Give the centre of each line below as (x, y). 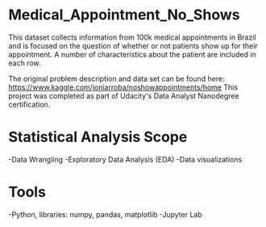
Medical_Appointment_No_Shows (124, 15)
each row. (25, 63)
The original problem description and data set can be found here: (116, 78)
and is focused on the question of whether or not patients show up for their (133, 45)
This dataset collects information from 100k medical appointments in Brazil (132, 37)
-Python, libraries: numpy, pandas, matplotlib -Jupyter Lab (106, 214)
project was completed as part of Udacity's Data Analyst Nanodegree (124, 95)
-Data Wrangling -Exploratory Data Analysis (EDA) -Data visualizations (125, 159)
